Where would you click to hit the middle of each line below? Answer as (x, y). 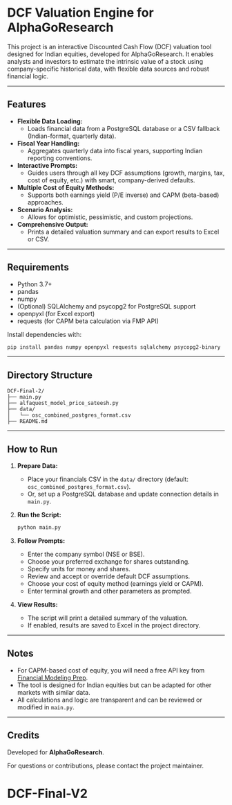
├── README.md (28, 422)
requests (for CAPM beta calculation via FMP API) (88, 321)
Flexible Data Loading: (50, 121)
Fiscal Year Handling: (48, 143)
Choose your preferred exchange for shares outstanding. (108, 561)
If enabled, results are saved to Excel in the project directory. (114, 625)
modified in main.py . (46, 707)
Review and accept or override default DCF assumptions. (109, 576)
